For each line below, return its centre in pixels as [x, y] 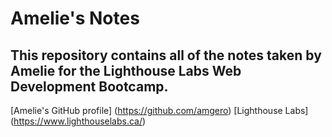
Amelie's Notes [75, 18]
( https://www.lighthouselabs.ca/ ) [78, 121]
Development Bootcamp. [89, 86]
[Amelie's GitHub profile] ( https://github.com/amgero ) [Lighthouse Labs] [159, 110]
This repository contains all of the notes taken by [166, 55]
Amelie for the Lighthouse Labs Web [126, 70]
